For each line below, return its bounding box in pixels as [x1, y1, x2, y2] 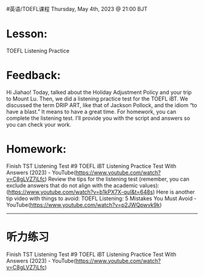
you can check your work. [6, 121, 72, 128]
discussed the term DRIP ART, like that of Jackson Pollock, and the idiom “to [6, 101, 197, 108]
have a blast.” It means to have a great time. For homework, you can [6, 108, 177, 115]
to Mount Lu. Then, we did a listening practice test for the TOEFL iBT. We [6, 95, 188, 102]
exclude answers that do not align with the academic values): [6, 181, 160, 189]
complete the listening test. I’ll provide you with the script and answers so [6, 114, 190, 122]
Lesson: [6, 27, 47, 41]
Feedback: [6, 69, 61, 82]
